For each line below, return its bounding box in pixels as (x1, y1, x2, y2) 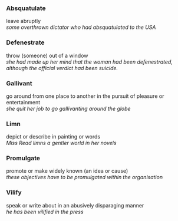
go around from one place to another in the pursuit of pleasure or (6, 93, 164, 100)
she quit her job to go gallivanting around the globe (6, 105, 131, 112)
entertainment (6, 98, 40, 105)
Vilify (6, 189, 22, 197)
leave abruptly (6, 18, 41, 25)
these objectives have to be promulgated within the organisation (6, 174, 163, 181)
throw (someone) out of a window (6, 52, 88, 59)
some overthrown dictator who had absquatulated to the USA (6, 24, 156, 31)
